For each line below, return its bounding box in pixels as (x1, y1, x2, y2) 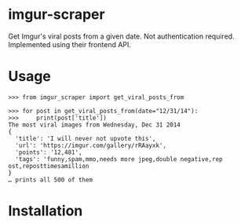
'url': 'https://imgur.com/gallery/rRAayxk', (15, 141, 167, 149)
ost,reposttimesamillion (8, 162, 89, 170)
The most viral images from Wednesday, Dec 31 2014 (8, 120, 181, 129)
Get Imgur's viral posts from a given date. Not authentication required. (8, 31, 235, 41)
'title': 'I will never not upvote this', (15, 134, 156, 142)
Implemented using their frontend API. (8, 39, 132, 49)
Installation (8, 202, 83, 220)
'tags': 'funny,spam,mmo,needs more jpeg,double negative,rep (15, 155, 223, 163)
